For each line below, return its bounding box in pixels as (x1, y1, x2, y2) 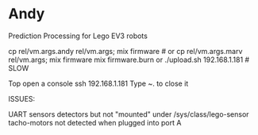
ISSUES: (8, 94, 36, 103)
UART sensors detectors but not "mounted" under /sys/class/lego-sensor (8, 109, 249, 119)
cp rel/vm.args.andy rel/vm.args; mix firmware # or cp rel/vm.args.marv (8, 46, 243, 56)
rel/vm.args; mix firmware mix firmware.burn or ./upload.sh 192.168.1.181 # (8, 55, 250, 64)
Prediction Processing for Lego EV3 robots (8, 31, 148, 40)
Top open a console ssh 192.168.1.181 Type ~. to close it (8, 79, 189, 88)
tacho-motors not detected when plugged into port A (8, 118, 182, 127)
